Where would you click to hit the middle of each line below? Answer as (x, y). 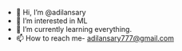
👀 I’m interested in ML (51, 21)
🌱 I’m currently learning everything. (74, 29)
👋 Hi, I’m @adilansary (51, 12)
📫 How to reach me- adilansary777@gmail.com (95, 38)
